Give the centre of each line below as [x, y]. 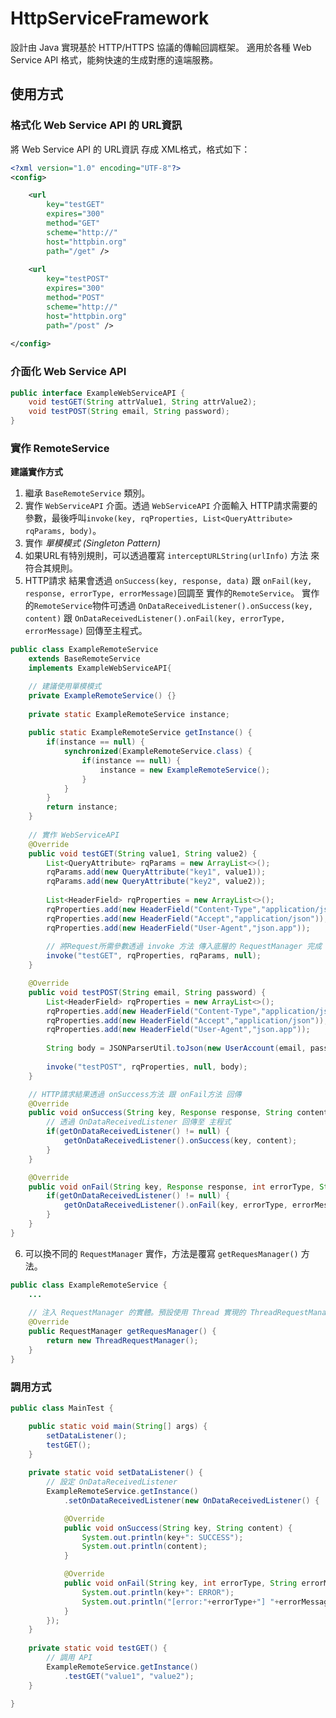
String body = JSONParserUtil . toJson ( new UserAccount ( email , [176, 1048]
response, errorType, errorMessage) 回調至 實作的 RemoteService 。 [162, 593]
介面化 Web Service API [68, 372]
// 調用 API [69, 1658]
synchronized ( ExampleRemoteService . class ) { [158, 752]
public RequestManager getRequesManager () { [122, 1332]
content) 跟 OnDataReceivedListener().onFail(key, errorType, [155, 618]
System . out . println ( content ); [144, 1547]
